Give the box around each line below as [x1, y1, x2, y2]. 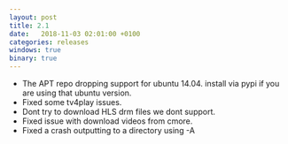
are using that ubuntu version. [21, 87, 132, 98]
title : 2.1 [9, 21, 50, 30]
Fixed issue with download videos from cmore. [21, 116, 193, 126]
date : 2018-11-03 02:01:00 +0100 [9, 29, 141, 38]
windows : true [9, 46, 62, 55]
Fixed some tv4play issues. [21, 97, 122, 107]
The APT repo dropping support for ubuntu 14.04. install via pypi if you [21, 79, 280, 88]
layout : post [9, 12, 58, 22]
